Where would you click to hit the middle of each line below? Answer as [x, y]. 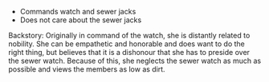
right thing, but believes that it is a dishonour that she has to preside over [129, 52]
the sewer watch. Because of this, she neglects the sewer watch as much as [135, 61]
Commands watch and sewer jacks [78, 12]
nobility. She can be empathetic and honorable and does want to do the [126, 44]
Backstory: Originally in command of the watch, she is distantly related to [129, 35]
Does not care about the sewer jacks [81, 20]
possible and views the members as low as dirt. [87, 69]
